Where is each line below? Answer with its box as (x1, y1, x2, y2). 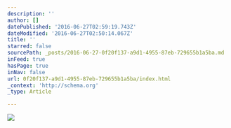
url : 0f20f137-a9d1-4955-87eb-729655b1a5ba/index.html (7, 75, 171, 83)
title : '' (7, 36, 37, 43)
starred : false (7, 43, 52, 50)
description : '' (7, 10, 55, 17)
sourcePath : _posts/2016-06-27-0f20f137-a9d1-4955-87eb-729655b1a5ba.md (7, 50, 225, 57)
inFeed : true (7, 56, 46, 63)
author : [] (7, 17, 39, 24)
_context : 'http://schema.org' (7, 82, 99, 89)
